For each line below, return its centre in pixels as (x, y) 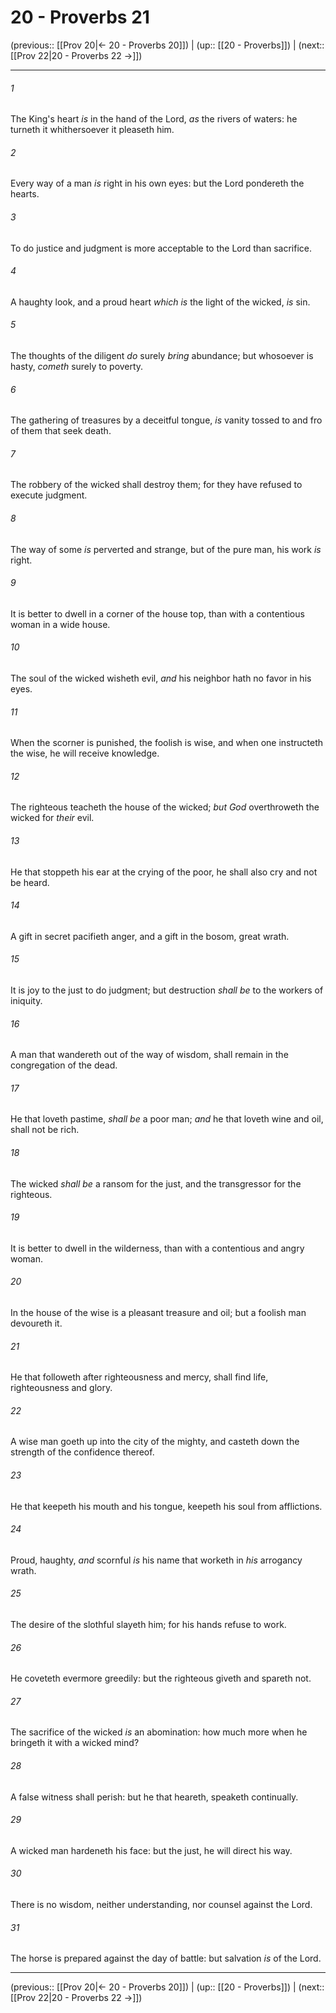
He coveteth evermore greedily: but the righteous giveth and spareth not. (161, 1678)
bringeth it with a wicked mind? (75, 1743)
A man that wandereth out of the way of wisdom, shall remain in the (149, 1055)
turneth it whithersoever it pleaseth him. (92, 130)
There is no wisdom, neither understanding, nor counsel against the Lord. (161, 1905)
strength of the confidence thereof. (82, 1452)
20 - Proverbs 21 (80, 17)
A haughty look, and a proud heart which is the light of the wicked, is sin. (160, 302)
